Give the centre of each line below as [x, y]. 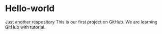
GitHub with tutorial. [25, 27]
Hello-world [30, 8]
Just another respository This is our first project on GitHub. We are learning [81, 22]
